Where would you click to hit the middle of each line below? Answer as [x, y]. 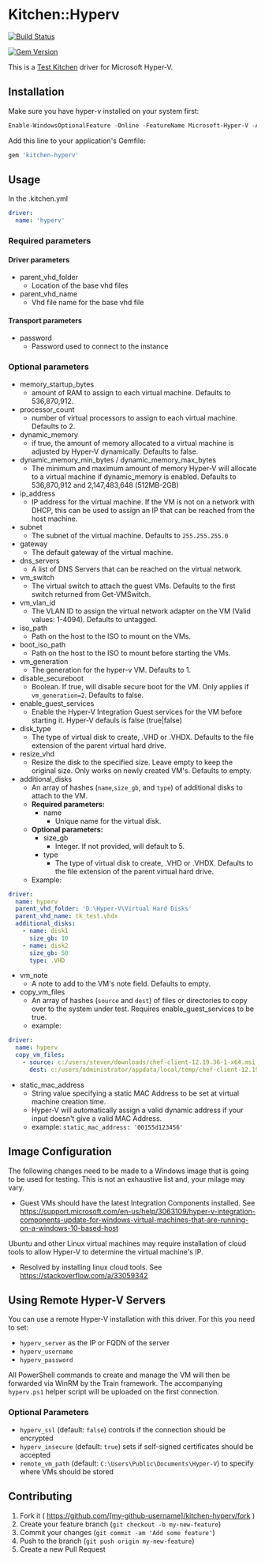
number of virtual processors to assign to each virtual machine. [134, 417]
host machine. [54, 519]
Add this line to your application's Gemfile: [77, 141]
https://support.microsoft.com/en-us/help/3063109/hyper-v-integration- [138, 1211]
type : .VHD [47, 960]
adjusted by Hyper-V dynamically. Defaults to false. [115, 451]
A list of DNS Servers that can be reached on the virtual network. [137, 569]
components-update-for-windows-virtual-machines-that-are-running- [134, 1220]
